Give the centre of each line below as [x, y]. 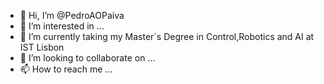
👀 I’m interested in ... [62, 26]
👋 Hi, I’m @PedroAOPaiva [72, 15]
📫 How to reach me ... [66, 69]
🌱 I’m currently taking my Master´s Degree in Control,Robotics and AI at [167, 36]
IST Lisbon [42, 47]
